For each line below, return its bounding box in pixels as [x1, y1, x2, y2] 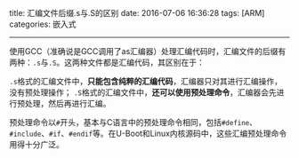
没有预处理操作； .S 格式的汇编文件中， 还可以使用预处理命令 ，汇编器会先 [9, 87, 278, 98]
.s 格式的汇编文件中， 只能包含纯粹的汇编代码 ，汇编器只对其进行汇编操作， [9, 76, 283, 86]
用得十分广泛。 [9, 139, 64, 149]
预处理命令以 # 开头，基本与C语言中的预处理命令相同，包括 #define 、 [9, 117, 258, 127]
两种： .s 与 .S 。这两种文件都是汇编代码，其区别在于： [9, 57, 205, 67]
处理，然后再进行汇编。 [24, 99, 111, 108]
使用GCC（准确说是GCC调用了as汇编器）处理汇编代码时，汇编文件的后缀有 [9, 46, 287, 56]
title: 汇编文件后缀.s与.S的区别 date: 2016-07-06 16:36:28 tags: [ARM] [9, 8, 265, 18]
